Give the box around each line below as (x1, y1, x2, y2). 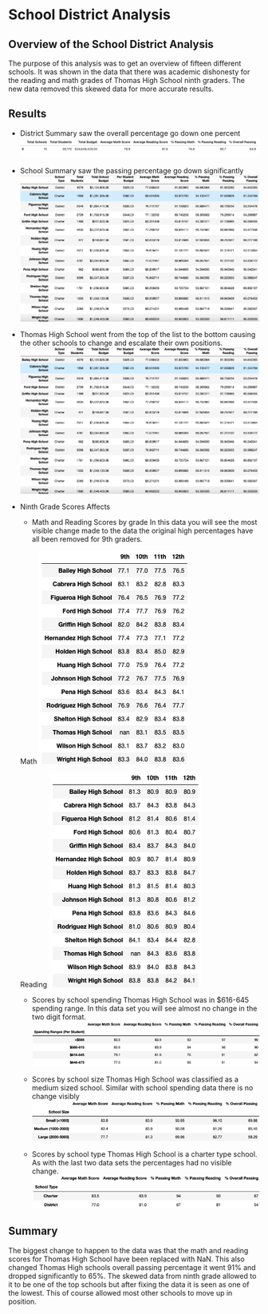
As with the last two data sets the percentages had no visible (31, 1157, 233, 1167)
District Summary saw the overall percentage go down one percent (19, 128, 241, 137)
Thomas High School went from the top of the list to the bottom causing (19, 329, 256, 339)
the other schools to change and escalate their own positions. (19, 338, 223, 347)
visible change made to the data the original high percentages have (31, 526, 254, 535)
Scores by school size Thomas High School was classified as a (31, 1074, 239, 1084)
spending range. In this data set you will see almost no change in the (31, 1003, 258, 1013)
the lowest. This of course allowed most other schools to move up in (8, 1288, 233, 1297)
